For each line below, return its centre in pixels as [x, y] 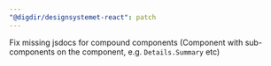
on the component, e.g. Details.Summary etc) [139, 51]
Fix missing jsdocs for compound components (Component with [126, 42]
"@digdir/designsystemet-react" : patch [83, 17]
